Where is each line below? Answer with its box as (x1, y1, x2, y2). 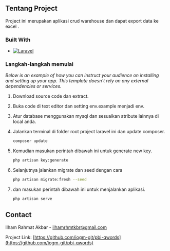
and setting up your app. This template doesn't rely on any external (5, 78, 148, 84)
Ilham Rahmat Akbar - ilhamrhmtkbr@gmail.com (5, 224, 107, 230)
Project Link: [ (5, 234, 35, 240)
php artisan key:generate (12, 158, 68, 163)
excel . (5, 23, 20, 29)
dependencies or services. (5, 83, 62, 89)
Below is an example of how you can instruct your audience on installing (5, 72, 159, 79)
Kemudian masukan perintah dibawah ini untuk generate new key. (12, 148, 153, 154)
